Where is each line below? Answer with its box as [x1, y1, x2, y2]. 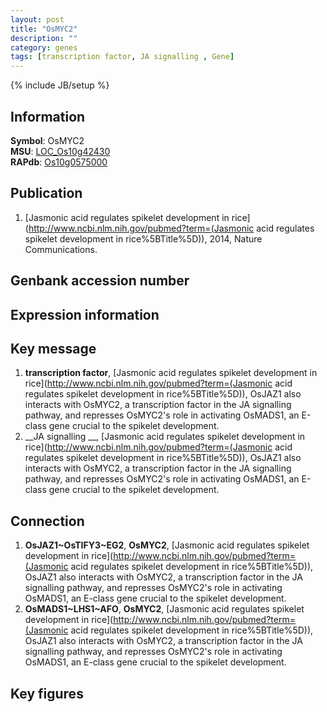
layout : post [10, 14, 65, 25]
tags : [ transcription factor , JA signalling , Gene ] [10, 52, 235, 62]
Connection [10, 512, 85, 530]
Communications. [24, 243, 98, 255]
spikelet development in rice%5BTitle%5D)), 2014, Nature [24, 232, 263, 245]
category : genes [10, 42, 78, 53]
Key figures [10, 685, 84, 702]
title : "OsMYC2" [10, 24, 78, 34]
